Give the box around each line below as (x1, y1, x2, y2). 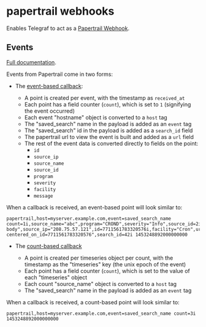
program (33, 173, 53, 179)
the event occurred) (24, 107, 75, 115)
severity (33, 179, 56, 186)
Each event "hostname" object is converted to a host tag (24, 113, 167, 121)
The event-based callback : (15, 82, 83, 89)
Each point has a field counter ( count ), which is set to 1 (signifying (24, 100, 191, 108)
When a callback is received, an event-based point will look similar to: (6, 203, 183, 211)
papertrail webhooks (6, 4, 115, 18)
